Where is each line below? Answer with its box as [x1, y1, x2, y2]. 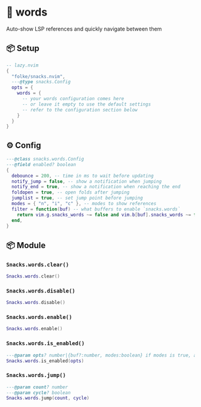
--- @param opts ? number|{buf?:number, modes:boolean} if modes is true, [6, 352, 191, 358]
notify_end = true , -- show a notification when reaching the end [11, 184, 181, 190]
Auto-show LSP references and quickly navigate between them [6, 25, 162, 32]
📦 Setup [6, 43, 40, 53]
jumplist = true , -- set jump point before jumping [11, 195, 144, 201]
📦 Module [6, 240, 46, 251]
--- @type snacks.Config [11, 79, 71, 85]
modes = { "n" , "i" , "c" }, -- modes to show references [11, 201, 157, 207]
